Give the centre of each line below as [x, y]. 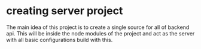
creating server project [65, 11]
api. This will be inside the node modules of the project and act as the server [100, 33]
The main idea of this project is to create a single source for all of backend [98, 27]
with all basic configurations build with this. [60, 40]
